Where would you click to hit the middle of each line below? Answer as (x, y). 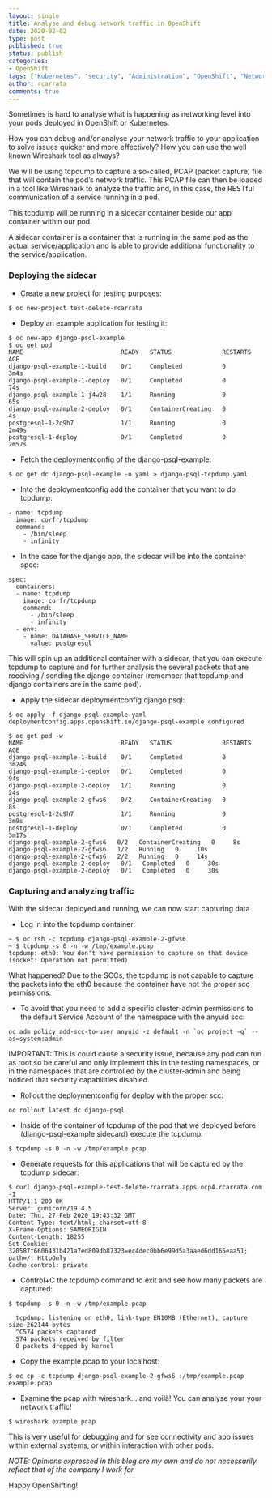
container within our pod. (50, 222)
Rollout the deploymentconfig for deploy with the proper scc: (122, 1095)
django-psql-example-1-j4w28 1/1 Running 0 (117, 395)
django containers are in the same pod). (75, 684)
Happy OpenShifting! (43, 1485)
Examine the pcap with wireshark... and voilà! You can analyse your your (141, 1398)
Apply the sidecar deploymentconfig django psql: (102, 700)
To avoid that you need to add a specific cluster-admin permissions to (136, 1008)
